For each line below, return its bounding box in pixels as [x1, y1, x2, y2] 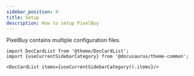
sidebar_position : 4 [6, 8, 59, 15]
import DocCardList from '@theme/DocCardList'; [6, 48, 130, 54]
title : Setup [6, 14, 40, 21]
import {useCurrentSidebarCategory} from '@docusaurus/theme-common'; [6, 54, 189, 60]
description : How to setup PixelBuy [6, 20, 99, 26]
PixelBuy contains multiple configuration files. [6, 37, 121, 44]
